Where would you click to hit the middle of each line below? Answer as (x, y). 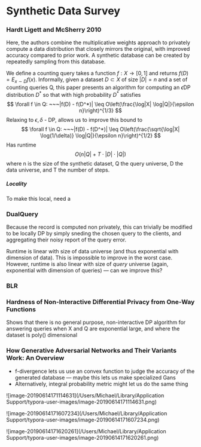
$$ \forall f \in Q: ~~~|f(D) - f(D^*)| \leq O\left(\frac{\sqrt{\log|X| (100, 129)
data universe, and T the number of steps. (58, 170)
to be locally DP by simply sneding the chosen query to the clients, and (94, 234)
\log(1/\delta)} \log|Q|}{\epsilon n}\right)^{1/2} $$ (100, 135)
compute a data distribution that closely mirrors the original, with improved (98, 49)
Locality (17, 183)
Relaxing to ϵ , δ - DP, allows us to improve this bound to (74, 120)
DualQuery (22, 214)
